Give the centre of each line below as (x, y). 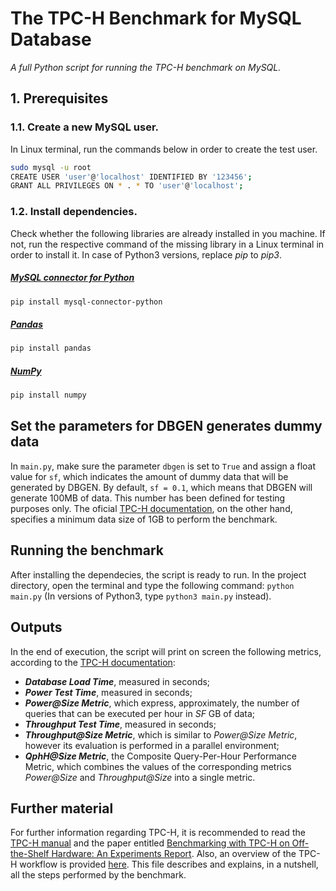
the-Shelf (30, 854)
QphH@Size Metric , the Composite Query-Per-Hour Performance (161, 756)
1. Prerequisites (59, 98)
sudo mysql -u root (51, 167)
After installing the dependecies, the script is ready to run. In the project (158, 574)
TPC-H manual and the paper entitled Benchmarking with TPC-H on (150, 843)
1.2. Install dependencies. (74, 212)
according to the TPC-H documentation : (93, 662)
